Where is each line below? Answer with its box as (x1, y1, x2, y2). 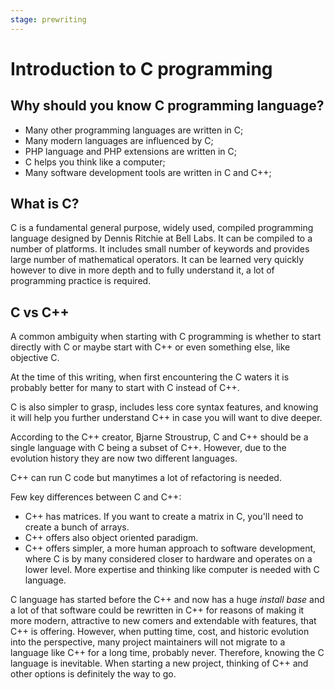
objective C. (10, 352, 60, 364)
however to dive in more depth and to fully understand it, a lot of (10, 264, 275, 276)
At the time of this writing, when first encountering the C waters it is (10, 371, 290, 383)
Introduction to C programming (10, 57, 273, 80)
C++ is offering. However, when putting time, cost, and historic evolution (10, 626, 310, 638)
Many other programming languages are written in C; (24, 124, 244, 136)
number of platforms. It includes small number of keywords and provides (10, 243, 310, 255)
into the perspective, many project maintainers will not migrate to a (10, 636, 286, 648)
